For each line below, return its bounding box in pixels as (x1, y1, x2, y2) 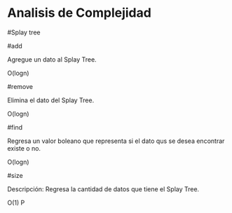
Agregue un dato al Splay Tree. (7, 55, 97, 64)
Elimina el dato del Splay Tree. (7, 96, 95, 104)
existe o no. (7, 144, 41, 152)
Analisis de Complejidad (7, 5, 152, 21)
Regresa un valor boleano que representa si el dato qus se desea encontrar (7, 137, 225, 145)
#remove (7, 82, 34, 90)
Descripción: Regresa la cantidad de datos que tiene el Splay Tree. (7, 184, 200, 193)
